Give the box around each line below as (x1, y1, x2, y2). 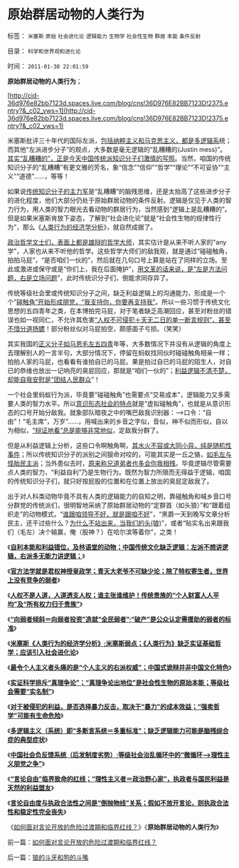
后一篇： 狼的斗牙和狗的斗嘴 (7, 853, 89, 862)
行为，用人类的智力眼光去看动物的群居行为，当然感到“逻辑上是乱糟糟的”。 (13, 205, 231, 213)
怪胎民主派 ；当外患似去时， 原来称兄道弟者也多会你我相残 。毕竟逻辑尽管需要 (7, 459, 232, 467)
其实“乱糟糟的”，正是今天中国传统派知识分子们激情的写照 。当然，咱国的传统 (7, 154, 231, 163)
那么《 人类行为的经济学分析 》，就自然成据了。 (22, 223, 157, 231)
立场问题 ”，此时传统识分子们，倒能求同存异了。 (31, 273, 173, 282)
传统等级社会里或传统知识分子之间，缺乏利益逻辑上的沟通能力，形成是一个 (7, 288, 225, 297)
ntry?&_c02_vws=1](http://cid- (7, 106, 96, 115)
